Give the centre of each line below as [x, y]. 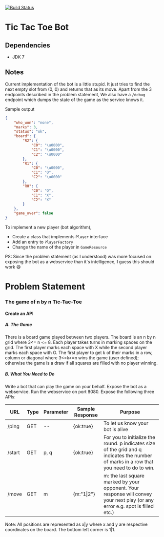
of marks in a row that [128, 461]
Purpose [130, 412]
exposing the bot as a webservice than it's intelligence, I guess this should [80, 262]
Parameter [56, 412]
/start [14, 453]
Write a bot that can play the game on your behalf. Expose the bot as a [76, 386]
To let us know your [126, 423]
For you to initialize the [129, 437]
